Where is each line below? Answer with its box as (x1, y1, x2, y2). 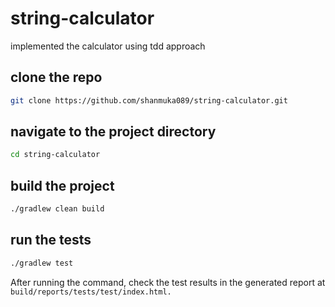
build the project (10, 177, 115, 194)
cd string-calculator (10, 150, 101, 160)
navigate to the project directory (10, 123, 217, 141)
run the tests (10, 232, 92, 249)
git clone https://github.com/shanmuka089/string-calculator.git (10, 95, 288, 106)
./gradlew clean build (10, 204, 105, 214)
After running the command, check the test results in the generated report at (10, 276, 326, 288)
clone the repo (10, 69, 103, 86)
